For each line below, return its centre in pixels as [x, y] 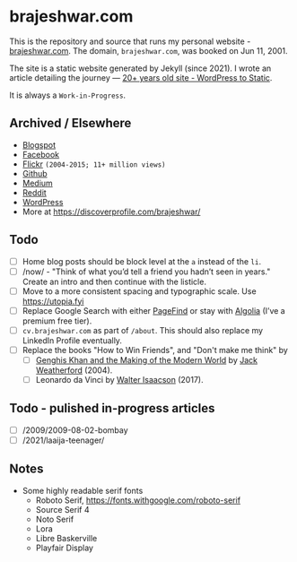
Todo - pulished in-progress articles [112, 408]
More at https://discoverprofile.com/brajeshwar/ [111, 212]
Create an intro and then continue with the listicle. [114, 281]
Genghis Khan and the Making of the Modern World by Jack [147, 359]
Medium [38, 183]
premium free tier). [57, 321]
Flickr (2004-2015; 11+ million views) [94, 164]
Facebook [41, 154]
